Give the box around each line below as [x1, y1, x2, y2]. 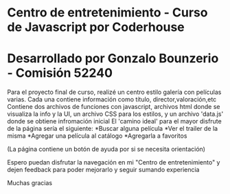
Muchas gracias [7, 179, 53, 187]
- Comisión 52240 [7, 65, 113, 81]
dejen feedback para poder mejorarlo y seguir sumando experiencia [7, 166, 200, 174]
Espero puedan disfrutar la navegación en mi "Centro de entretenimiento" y [7, 158, 220, 167]
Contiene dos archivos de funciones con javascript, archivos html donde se [7, 103, 220, 111]
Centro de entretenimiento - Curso [7, 5, 208, 21]
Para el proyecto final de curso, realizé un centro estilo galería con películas [7, 88, 222, 97]
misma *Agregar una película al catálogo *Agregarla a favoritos [7, 132, 187, 140]
